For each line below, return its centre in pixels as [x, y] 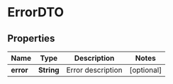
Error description [94, 70]
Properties [31, 38]
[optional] [146, 70]
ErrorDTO [36, 12]
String [49, 70]
